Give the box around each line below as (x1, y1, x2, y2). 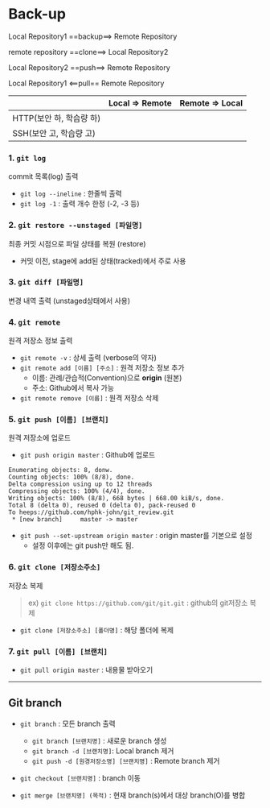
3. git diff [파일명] (8, 276, 84, 288)
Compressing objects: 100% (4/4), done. (8, 487, 146, 495)
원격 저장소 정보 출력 (8, 336, 73, 346)
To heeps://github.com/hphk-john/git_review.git (8, 508, 174, 516)
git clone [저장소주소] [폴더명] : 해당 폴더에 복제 (19, 625, 174, 635)
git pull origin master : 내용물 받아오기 (19, 665, 153, 675)
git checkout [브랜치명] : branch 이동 (19, 773, 141, 782)
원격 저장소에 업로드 (8, 433, 71, 443)
